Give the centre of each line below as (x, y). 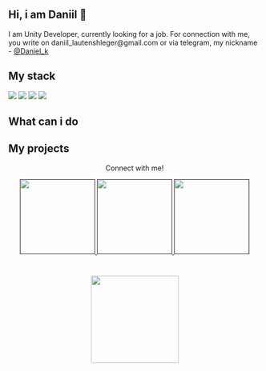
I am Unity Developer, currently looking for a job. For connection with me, (129, 34)
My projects (39, 149)
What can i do (43, 122)
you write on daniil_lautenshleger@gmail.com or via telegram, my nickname (133, 42)
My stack (32, 76)
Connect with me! (135, 168)
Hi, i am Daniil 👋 (47, 15)
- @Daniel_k (28, 51)
